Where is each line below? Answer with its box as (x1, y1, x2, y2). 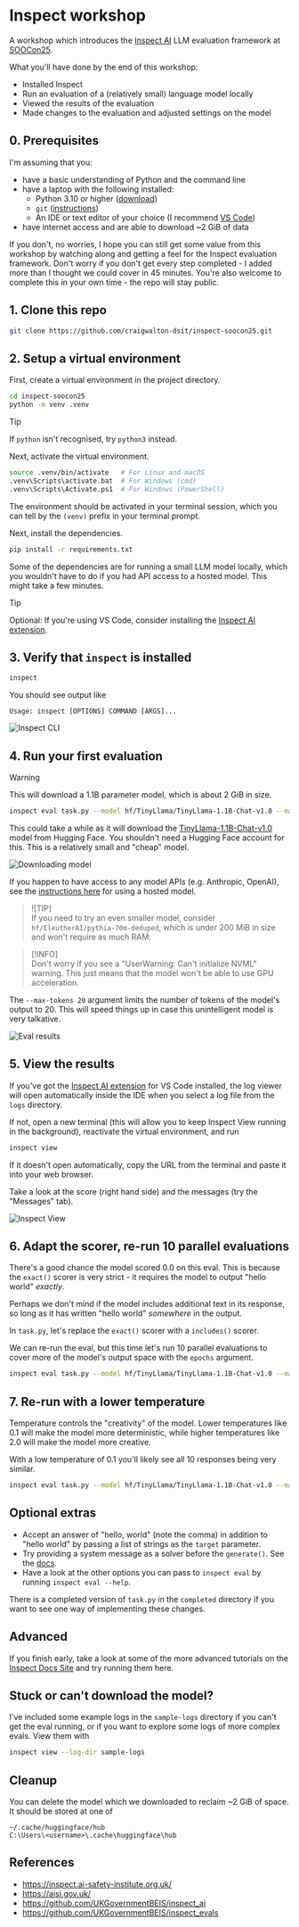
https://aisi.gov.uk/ (21, 1888, 92, 1898)
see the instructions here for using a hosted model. (9, 885, 197, 897)
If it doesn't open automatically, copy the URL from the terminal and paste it (9, 1159, 287, 1170)
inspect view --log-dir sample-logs (9, 1748, 145, 1757)
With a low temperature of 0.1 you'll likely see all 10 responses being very (9, 1454, 278, 1465)
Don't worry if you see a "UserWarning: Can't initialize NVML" (30, 958, 257, 969)
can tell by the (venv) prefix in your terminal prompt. (9, 510, 201, 521)
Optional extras (9, 1505, 97, 1521)
